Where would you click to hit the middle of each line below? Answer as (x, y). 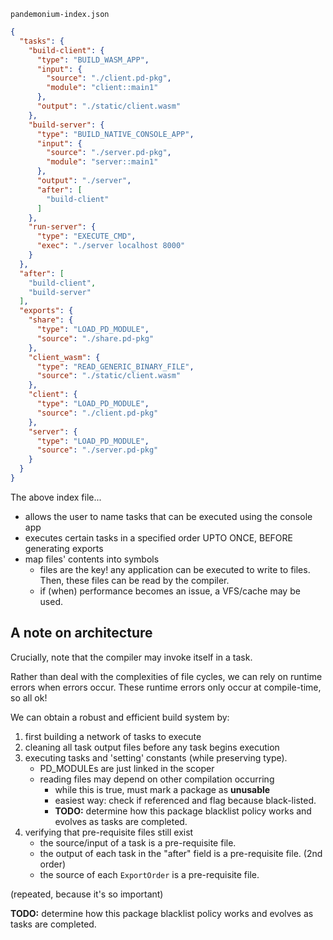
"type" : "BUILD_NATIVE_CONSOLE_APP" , (115, 134)
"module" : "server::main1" (102, 162)
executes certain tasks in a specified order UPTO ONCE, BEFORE (158, 537)
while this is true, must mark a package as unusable (162, 789)
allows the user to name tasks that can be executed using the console (168, 516)
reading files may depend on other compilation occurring (157, 779)
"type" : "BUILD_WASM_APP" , (93, 60)
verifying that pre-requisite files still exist (109, 832)
